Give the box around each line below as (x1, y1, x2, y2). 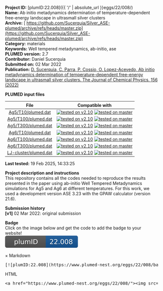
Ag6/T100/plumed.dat (7, 136, 52, 142)
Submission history (5, 205, 45, 211)
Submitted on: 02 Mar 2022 (5, 61, 62, 67)
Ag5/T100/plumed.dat (7, 116, 52, 121)
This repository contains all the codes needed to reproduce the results (5, 175, 146, 181)
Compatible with (77, 102, 112, 108)
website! (5, 230, 22, 236)
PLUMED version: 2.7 (5, 51, 49, 57)
